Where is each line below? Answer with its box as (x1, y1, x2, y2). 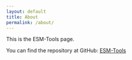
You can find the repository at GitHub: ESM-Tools (6, 47, 126, 54)
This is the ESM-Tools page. (6, 36, 75, 43)
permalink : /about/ (6, 19, 54, 25)
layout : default (6, 8, 46, 15)
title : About (6, 14, 38, 20)
